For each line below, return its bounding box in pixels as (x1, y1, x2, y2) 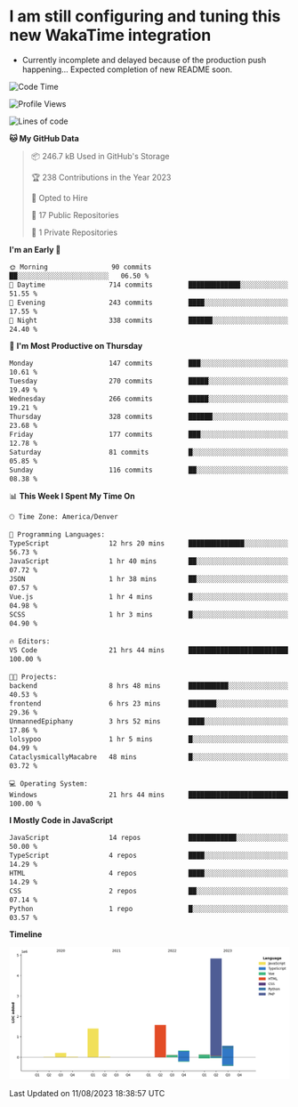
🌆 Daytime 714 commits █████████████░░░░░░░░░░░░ (9, 280, 289, 289)
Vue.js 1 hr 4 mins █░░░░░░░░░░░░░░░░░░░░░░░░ (9, 592, 289, 602)
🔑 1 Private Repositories (30, 227, 118, 238)
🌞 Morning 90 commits (9, 263, 152, 271)
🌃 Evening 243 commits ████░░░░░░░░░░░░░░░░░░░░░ (9, 298, 289, 307)
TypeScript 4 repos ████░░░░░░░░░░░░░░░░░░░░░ (9, 851, 289, 860)
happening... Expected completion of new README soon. (21, 64, 233, 75)
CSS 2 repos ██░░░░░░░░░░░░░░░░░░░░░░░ (9, 886, 289, 895)
